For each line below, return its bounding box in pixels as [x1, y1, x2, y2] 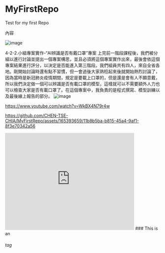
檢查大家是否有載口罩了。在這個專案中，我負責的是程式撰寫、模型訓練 [13, 87, 156, 93]
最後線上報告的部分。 [9, 93, 53, 99]
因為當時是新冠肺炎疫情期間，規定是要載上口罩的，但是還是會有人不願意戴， [5, 74, 160, 80]
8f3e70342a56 [5, 123, 36, 129]
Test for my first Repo [5, 20, 49, 26]
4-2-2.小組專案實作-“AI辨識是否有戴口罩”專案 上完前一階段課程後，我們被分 [5, 50, 158, 56]
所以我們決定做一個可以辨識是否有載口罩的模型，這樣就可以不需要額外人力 [5, 80, 156, 87]
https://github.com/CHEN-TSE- [5, 112, 68, 118]
